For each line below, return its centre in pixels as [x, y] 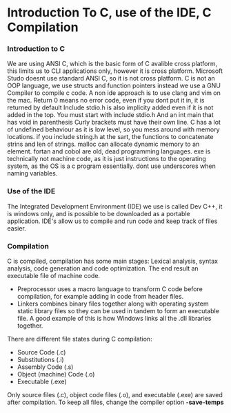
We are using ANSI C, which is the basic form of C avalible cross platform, [112, 64]
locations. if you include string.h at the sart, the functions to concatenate [110, 137]
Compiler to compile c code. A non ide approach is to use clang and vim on [114, 93]
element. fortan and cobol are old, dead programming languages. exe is [109, 151]
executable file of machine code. [54, 276]
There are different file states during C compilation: [80, 339]
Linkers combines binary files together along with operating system [113, 304]
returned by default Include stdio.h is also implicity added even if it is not [110, 107]
